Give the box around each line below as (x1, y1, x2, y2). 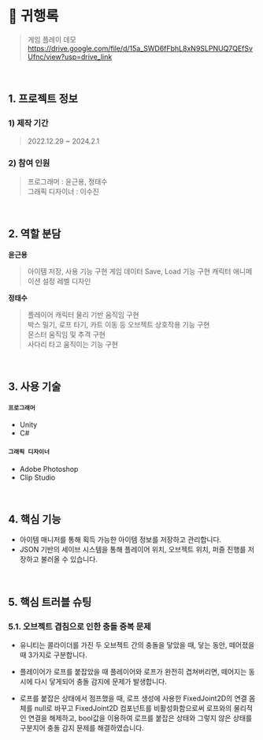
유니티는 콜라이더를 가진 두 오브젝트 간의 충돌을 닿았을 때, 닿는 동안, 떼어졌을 (19, 641, 255, 650)
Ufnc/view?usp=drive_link (27, 52, 113, 62)
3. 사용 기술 (8, 380, 61, 394)
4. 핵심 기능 (8, 512, 61, 525)
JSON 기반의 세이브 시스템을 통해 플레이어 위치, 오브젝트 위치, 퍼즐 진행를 (19, 545, 246, 555)
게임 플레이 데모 (27, 35, 76, 44)
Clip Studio (19, 473, 56, 482)
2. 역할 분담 (8, 227, 61, 241)
